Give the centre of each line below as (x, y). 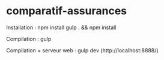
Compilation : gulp (29, 39)
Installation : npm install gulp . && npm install (61, 27)
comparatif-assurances (67, 11)
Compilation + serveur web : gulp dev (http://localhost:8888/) (82, 50)
